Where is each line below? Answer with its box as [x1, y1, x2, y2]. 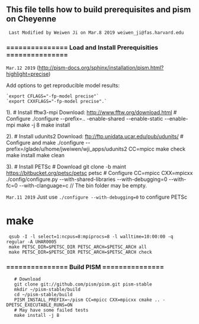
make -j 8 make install [17, 121, 70, 129]
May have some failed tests [19, 307, 89, 313]
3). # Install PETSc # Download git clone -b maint [6, 163, 126, 170]
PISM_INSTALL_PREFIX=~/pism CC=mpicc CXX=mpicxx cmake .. [14, 297, 161, 303]
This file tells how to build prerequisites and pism [6, 5, 191, 15]
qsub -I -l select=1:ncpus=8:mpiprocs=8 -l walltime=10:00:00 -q [8, 234, 174, 240]
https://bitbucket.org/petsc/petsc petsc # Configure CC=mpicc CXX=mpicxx [6, 170, 193, 177]
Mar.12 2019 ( [6, 64, 39, 72]
